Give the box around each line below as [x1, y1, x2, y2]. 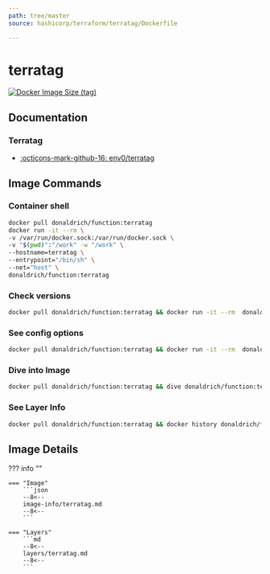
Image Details [8, 442, 79, 456]
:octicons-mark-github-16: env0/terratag [19, 154, 155, 163]
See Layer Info [8, 402, 66, 413]
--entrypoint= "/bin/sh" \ [8, 256, 95, 264]
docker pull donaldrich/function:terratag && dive [8, 383, 182, 391]
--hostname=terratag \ [8, 248, 84, 257]
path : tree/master [8, 11, 70, 20]
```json [22, 486, 48, 494]
